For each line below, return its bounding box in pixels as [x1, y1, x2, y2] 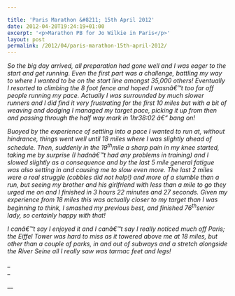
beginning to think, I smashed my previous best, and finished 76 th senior [7, 202, 215, 212]
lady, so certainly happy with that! [7, 211, 106, 220]
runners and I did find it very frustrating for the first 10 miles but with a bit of [7, 99, 227, 107]
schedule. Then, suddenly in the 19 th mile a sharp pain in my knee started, [7, 142, 220, 151]
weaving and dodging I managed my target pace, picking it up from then [7, 106, 218, 115]
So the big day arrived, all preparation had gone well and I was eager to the [7, 62, 227, 70]
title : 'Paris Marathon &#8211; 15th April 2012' [7, 16, 155, 23]
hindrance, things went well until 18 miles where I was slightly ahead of [7, 134, 212, 143]
